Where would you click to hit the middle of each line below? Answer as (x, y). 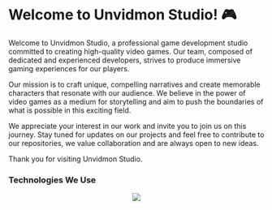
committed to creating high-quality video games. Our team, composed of (131, 51)
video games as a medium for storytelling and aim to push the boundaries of (136, 101)
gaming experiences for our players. (69, 68)
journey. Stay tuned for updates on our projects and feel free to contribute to (136, 135)
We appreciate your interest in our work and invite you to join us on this (127, 126)
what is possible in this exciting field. (70, 110)
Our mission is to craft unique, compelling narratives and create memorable (135, 84)
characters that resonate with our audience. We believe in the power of (127, 92)
